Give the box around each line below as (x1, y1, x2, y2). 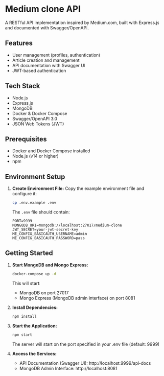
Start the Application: (12, 323, 57, 329)
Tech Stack (5, 82, 40, 90)
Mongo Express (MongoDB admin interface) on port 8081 (19, 295, 136, 301)
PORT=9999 (12, 219, 33, 224)
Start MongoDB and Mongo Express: (12, 262, 88, 268)
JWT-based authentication (12, 68, 66, 73)
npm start (12, 332, 33, 337)
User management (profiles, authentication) (12, 52, 100, 58)
